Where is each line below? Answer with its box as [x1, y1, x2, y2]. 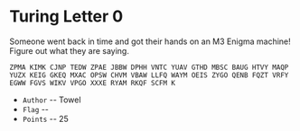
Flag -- [22, 103, 50, 114]
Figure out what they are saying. [9, 45, 129, 56]
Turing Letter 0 [9, 6, 124, 27]
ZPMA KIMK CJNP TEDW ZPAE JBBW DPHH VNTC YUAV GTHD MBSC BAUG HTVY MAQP [9, 63, 289, 72]
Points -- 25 [22, 113, 70, 124]
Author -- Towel [22, 94, 81, 105]
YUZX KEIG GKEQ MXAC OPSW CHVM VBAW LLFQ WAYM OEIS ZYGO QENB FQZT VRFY [9, 70, 289, 80]
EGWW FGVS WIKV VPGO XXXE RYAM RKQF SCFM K [9, 78, 176, 87]
